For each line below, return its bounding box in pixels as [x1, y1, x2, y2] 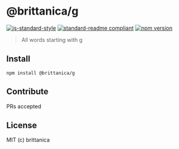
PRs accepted [6, 102, 42, 110]
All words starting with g [21, 36, 83, 43]
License [6, 120, 37, 130]
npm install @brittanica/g [6, 70, 75, 76]
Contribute [6, 86, 49, 97]
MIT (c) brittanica [6, 136, 50, 144]
